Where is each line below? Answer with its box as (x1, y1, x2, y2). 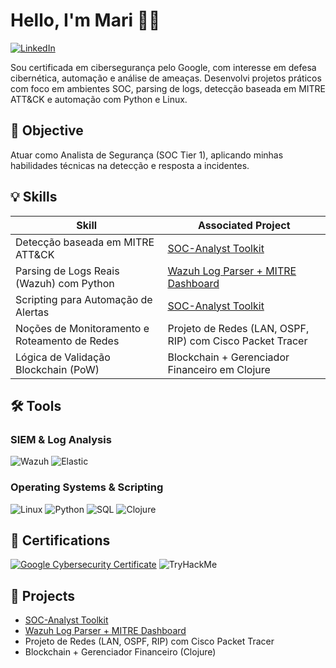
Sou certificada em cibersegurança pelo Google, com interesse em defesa (10, 61, 317, 73)
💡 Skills (10, 189, 58, 206)
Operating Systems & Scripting (10, 480, 164, 494)
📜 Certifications (10, 532, 111, 549)
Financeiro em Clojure (167, 362, 271, 376)
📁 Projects (10, 587, 76, 604)
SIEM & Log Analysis (10, 432, 112, 446)
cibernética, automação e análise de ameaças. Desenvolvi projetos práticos (10, 72, 322, 84)
